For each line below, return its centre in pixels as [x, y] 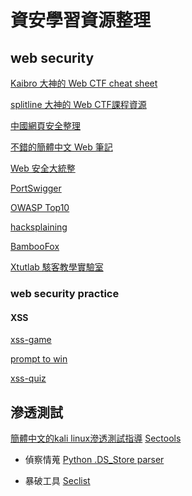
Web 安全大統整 [43, 168]
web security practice [65, 293]
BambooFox [35, 246]
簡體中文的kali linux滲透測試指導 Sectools [96, 438]
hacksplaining [39, 227]
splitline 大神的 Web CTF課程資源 [78, 104]
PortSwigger [36, 188]
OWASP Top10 [40, 207]
